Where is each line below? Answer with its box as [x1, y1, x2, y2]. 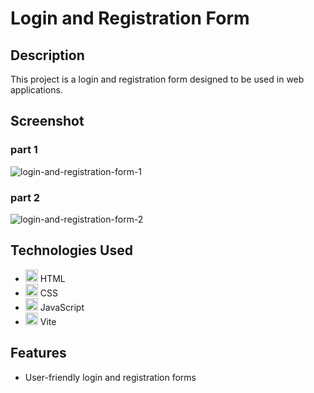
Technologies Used [10, 242, 133, 259]
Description [10, 47, 85, 64]
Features [10, 345, 67, 362]
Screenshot [10, 113, 85, 130]
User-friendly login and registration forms [24, 371, 197, 383]
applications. [10, 84, 63, 96]
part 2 [10, 190, 41, 204]
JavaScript [39, 301, 85, 313]
